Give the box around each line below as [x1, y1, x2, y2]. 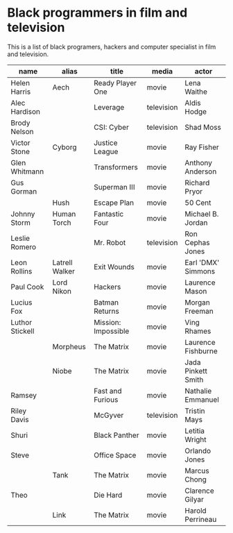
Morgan [184, 297, 210, 307]
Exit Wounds [93, 262, 135, 271]
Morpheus [52, 341, 87, 351]
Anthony [184, 158, 213, 167]
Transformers [93, 162, 139, 171]
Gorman [10, 186, 37, 196]
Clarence [184, 486, 215, 496]
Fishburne [184, 346, 218, 355]
